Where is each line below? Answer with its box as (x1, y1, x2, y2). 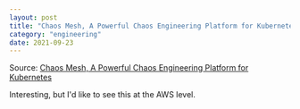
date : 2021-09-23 (9, 38, 74, 47)
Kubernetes (9, 72, 52, 83)
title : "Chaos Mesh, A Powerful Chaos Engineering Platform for (9, 21, 254, 30)
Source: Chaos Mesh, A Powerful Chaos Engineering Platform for (9, 63, 249, 73)
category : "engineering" (9, 29, 102, 38)
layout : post (9, 13, 58, 22)
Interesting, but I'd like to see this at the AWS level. (9, 89, 196, 100)
